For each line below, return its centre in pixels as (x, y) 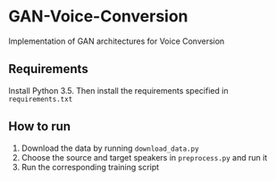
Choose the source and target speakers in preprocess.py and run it (144, 157)
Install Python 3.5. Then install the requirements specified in (118, 90)
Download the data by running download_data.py (110, 148)
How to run (40, 127)
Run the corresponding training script (90, 167)
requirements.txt (41, 99)
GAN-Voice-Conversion (98, 16)
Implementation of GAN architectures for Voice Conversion (117, 41)
